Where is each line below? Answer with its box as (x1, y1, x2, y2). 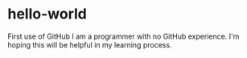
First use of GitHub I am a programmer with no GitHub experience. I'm (7, 31, 240, 41)
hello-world (7, 5, 88, 23)
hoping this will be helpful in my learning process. (7, 39, 172, 49)
